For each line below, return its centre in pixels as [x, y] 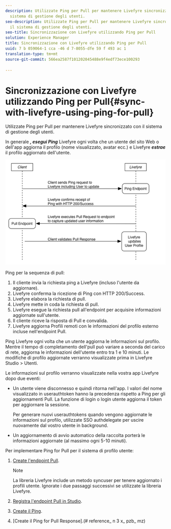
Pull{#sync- [119, 101]
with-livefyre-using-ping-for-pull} [80, 112]
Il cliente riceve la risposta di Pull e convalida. [60, 320]
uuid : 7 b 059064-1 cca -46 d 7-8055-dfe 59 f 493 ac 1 [66, 49]
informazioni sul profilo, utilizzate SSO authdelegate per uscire [78, 420]
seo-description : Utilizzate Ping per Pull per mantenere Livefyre [78, 21]
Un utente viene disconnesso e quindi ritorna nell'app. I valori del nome [87, 388]
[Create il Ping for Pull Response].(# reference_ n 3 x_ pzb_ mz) [79, 521]
